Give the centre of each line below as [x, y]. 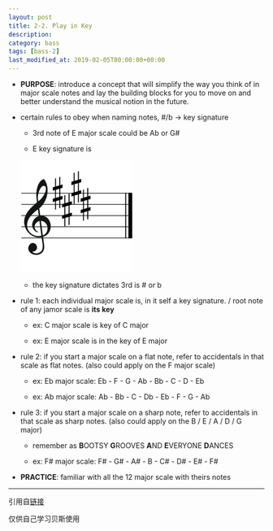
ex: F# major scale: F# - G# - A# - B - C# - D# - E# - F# [125, 461]
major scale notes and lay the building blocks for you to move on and [136, 93]
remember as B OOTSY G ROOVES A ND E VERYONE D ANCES [133, 446]
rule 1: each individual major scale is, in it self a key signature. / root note [142, 300]
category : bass [34, 43]
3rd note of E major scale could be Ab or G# [106, 133]
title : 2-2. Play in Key [50, 26]
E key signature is [62, 149]
